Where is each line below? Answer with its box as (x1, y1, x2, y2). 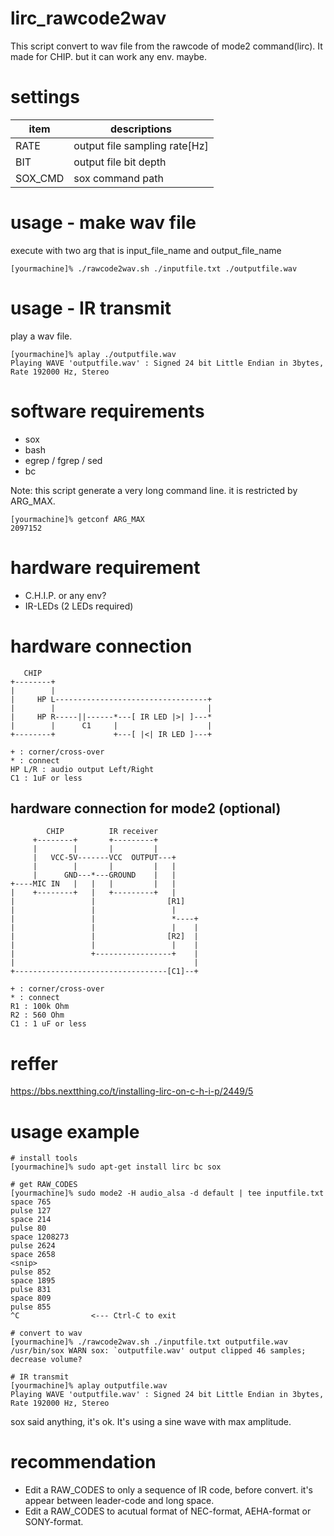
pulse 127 (10, 1206, 52, 1216)
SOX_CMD (15, 171, 65, 185)
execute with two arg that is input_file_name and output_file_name (10, 244, 282, 256)
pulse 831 (10, 1285, 52, 1295)
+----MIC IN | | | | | (10, 879, 177, 889)
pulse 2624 (10, 1241, 56, 1251)
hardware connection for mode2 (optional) (10, 800, 282, 817)
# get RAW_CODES (10, 1180, 78, 1190)
